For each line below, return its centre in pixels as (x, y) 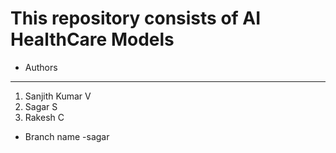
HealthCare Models (92, 39)
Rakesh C (44, 117)
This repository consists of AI (136, 18)
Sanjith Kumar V (58, 96)
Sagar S (41, 106)
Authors (41, 67)
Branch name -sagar (67, 136)
